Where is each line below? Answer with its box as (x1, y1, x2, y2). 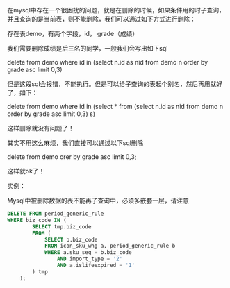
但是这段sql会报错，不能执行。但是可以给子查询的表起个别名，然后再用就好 (7, 80, 223, 88)
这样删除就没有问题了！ (7, 124, 74, 132)
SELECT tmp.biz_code (32, 223, 92, 230)
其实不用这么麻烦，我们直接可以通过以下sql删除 (7, 139, 144, 147)
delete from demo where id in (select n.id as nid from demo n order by (7, 58, 208, 66)
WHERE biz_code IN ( (7, 217, 67, 223)
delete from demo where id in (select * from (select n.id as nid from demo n (7, 103, 224, 110)
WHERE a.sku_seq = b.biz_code (44, 249, 132, 256)
